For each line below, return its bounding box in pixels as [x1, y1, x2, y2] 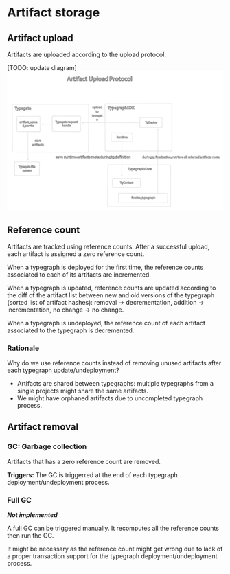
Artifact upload [7, 32, 73, 44]
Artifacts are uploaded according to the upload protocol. [7, 50, 167, 58]
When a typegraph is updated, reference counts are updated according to [7, 284, 216, 292]
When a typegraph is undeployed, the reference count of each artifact [7, 319, 206, 327]
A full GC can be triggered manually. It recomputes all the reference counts [7, 524, 220, 532]
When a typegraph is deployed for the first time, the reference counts [7, 263, 204, 271]
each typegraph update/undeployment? [7, 366, 119, 374]
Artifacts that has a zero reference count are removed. [7, 457, 161, 466]
